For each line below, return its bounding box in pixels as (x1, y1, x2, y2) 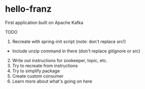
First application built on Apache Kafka (5, 20, 83, 25)
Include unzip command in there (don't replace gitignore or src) (12, 48, 141, 54)
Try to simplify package (12, 67, 60, 74)
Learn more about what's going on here (12, 78, 93, 84)
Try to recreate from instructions (12, 63, 78, 68)
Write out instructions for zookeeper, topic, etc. (12, 57, 108, 63)
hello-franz (5, 3, 52, 15)
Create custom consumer (12, 73, 64, 79)
